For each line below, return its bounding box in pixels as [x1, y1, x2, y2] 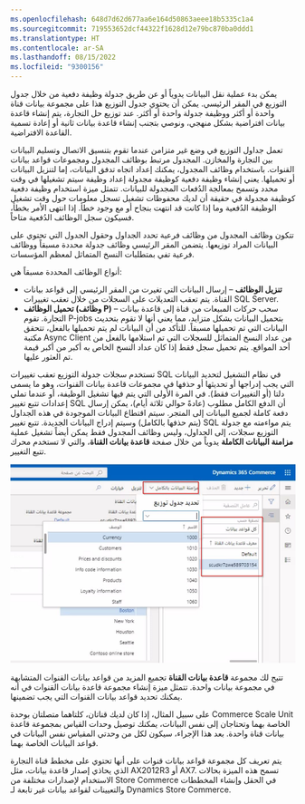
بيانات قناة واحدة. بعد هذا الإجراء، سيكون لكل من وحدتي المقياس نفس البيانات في [10, 728, 284, 739]
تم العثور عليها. [23, 352, 73, 362]
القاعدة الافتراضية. [10, 127, 72, 138]
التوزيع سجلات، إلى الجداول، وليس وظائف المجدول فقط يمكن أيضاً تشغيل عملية [10, 427, 279, 437]
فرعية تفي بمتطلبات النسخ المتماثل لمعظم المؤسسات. [10, 249, 195, 259]
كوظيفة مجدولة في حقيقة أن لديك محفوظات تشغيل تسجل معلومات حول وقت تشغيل [10, 193, 296, 203]
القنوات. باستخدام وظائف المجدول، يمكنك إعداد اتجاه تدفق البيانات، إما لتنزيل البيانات [10, 164, 295, 174]
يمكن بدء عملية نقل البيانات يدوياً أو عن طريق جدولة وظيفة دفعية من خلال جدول [10, 89, 278, 99]
